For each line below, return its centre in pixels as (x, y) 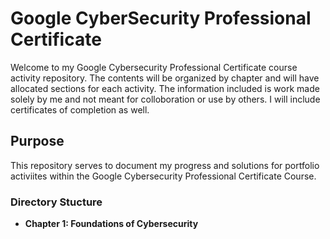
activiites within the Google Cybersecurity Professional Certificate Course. (163, 176)
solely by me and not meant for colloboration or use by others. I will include (165, 99)
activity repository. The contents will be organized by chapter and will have (165, 78)
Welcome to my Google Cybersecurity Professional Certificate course (154, 67)
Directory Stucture (56, 202)
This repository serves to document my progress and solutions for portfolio (165, 165)
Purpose (37, 141)
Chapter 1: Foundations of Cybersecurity (111, 224)
